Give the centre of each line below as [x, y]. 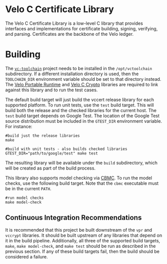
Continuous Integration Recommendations [74, 218]
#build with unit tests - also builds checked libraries [66, 149]
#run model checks [24, 198]
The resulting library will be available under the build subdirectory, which [81, 163]
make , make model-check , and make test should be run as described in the [80, 246]
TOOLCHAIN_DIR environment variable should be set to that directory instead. [83, 79]
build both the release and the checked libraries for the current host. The [81, 110]
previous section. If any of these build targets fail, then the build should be [82, 251]
